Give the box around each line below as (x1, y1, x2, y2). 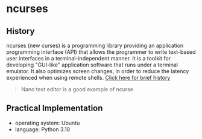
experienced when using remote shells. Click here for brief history (6, 74, 171, 81)
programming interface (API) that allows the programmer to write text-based (6, 48, 196, 56)
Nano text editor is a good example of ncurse (21, 86, 134, 92)
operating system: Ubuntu (14, 119, 80, 126)
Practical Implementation (6, 103, 103, 114)
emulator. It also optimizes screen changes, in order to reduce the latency (6, 68, 189, 74)
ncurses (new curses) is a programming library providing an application (6, 42, 184, 49)
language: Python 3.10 (14, 126, 71, 133)
